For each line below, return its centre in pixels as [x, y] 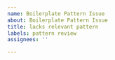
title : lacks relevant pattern [53, 27]
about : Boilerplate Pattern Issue [58, 20]
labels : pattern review [42, 33]
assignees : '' [28, 40]
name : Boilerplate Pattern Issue [56, 14]
